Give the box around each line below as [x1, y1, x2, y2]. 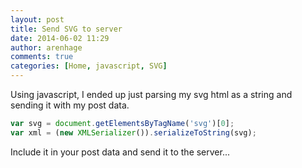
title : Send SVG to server [10, 24, 123, 34]
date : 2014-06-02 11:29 [10, 33, 110, 43]
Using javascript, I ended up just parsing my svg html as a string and [10, 89, 293, 100]
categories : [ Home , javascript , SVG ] [10, 61, 168, 71]
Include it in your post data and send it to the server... [10, 146, 231, 158]
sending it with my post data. [10, 99, 130, 111]
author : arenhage [10, 42, 83, 53]
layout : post [10, 14, 65, 25]
